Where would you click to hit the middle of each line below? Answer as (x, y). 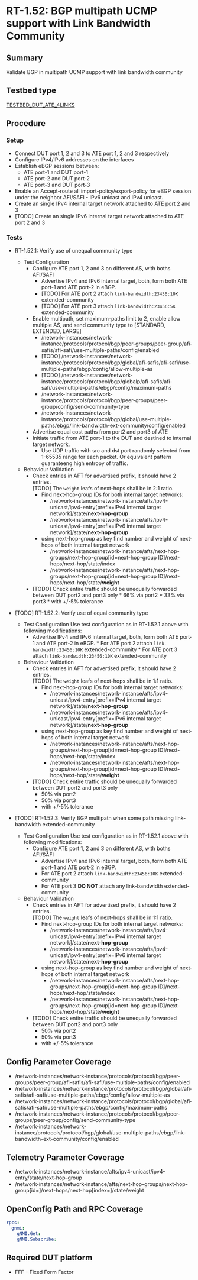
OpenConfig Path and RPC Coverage (75, 1209)
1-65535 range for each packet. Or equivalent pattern (106, 457)
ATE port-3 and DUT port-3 (57, 185)
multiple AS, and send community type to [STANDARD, (99, 325)
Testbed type (31, 91)
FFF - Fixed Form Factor (44, 1272)
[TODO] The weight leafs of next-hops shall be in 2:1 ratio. (103, 488)
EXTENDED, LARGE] (57, 331)
